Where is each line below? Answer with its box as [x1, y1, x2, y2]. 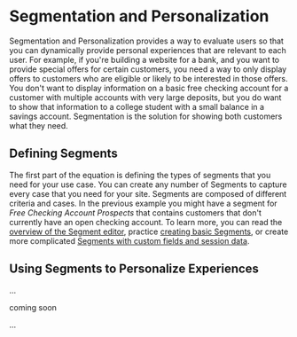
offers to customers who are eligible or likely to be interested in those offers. [9, 73, 288, 83]
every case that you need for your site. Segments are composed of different [9, 188, 287, 199]
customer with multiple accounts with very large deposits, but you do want [9, 91, 282, 103]
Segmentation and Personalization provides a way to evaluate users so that [9, 35, 284, 46]
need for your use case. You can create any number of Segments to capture [9, 179, 287, 190]
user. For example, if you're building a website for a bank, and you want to [9, 54, 280, 65]
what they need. [9, 120, 68, 130]
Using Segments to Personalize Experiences [9, 262, 260, 277]
